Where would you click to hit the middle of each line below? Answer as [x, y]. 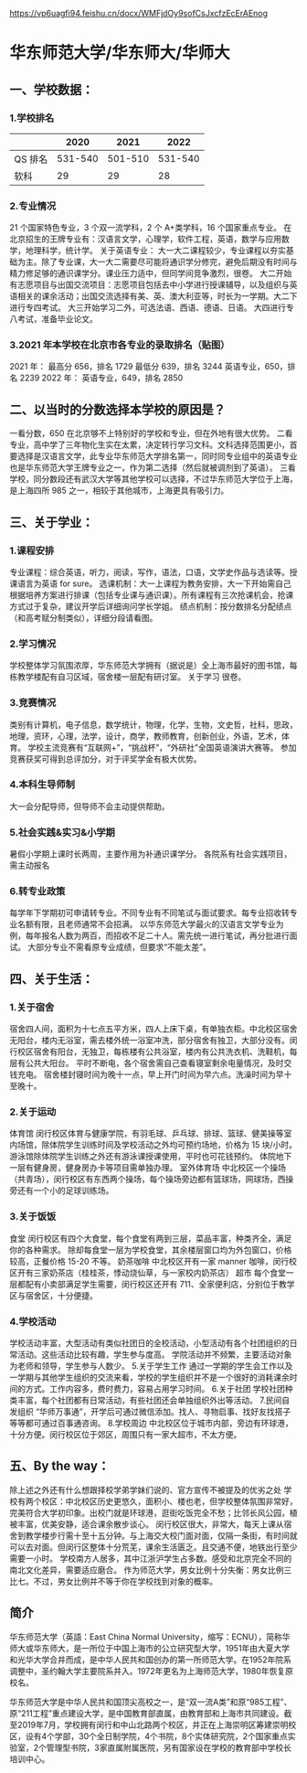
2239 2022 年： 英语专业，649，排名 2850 [101, 378]
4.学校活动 [33, 1321]
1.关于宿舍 [32, 1007]
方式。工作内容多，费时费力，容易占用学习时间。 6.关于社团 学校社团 [155, 1389]
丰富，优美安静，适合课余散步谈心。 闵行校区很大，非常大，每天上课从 [150, 1524]
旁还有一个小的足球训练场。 [62, 1191]
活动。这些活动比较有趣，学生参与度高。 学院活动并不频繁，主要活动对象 [154, 1355]
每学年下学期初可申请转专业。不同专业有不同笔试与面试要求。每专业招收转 [149, 913]
